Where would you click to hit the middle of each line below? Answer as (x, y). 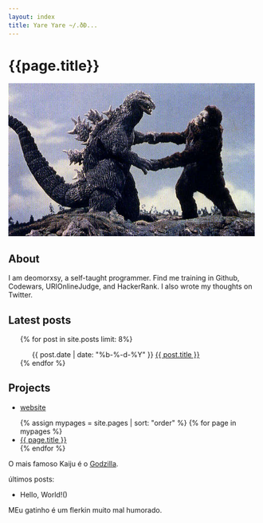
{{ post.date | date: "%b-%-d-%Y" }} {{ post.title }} (116, 355)
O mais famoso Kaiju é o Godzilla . (63, 463)
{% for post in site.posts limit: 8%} (76, 340)
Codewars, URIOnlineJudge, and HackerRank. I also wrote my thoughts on (130, 286)
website (33, 407)
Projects (29, 388)
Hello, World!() (43, 494)
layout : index (32, 17)
